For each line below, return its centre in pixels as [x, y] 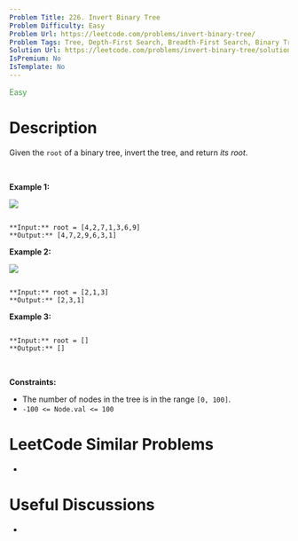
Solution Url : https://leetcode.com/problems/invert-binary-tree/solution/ [152, 51]
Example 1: [30, 186]
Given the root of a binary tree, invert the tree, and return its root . [129, 153]
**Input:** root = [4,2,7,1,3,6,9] [75, 227]
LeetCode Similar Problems [112, 444]
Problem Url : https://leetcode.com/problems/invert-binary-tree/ [132, 34]
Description [53, 128]
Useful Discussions [82, 504]
